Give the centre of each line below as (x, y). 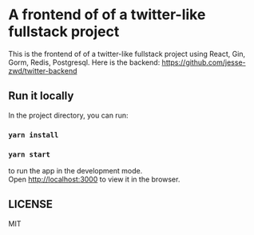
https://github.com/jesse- (204, 62)
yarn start (29, 154)
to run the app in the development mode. (75, 170)
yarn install (34, 135)
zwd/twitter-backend (43, 70)
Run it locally (41, 96)
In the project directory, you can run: (68, 115)
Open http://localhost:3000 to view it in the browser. (94, 179)
